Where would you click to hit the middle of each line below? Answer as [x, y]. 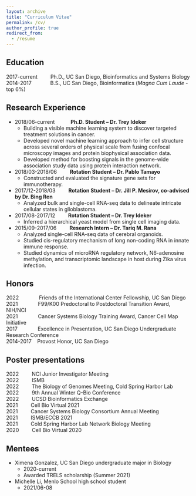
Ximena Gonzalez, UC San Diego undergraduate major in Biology [93, 463]
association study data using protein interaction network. [92, 166]
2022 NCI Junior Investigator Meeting [58, 374]
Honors [20, 284]
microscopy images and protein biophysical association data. [97, 153]
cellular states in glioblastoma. [60, 209]
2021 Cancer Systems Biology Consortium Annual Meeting [83, 411]
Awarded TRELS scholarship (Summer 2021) [77, 475]
